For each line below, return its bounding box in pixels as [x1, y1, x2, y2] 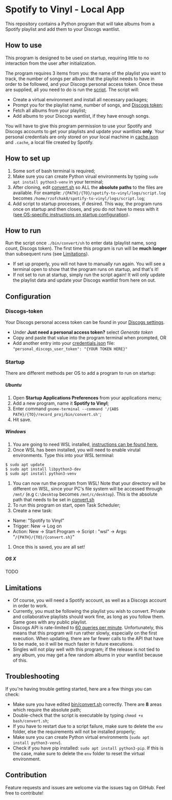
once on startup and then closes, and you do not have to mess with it [12, 206, 159, 212]
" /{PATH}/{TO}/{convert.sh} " [12, 534, 75, 540]
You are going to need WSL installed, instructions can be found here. [12, 441, 158, 448]
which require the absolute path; [12, 706, 81, 713]
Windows [5, 428, 27, 434]
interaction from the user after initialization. [5, 60, 96, 66]
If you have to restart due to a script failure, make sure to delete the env [12, 723, 163, 729]
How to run [5, 226, 41, 235]
